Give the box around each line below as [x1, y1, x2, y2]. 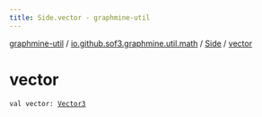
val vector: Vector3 [9, 99, 87, 108]
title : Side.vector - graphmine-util [9, 13, 151, 22]
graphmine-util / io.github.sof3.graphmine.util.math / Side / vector [9, 38, 253, 49]
